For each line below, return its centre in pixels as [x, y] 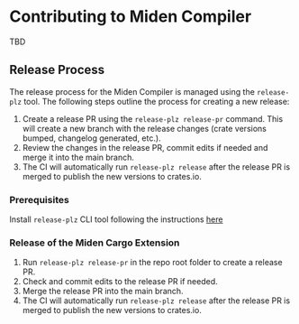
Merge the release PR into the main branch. [103, 292]
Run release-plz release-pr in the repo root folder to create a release [152, 263]
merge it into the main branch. [78, 157]
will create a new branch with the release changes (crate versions [145, 128]
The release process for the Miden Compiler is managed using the [132, 91]
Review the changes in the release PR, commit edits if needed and [145, 147]
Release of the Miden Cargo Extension [95, 243]
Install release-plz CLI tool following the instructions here [116, 219]
